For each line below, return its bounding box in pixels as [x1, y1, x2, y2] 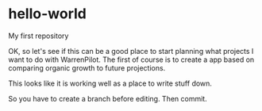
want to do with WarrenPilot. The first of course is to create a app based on [8, 55, 255, 64]
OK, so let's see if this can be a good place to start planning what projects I [8, 46, 254, 55]
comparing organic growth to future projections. [8, 63, 166, 72]
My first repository [8, 31, 69, 40]
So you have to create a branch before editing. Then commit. [8, 94, 208, 103]
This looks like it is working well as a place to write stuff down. [8, 78, 213, 88]
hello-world [8, 5, 87, 23]
